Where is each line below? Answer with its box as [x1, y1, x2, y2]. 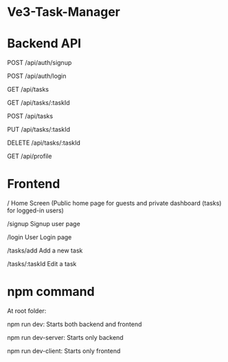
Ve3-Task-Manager [7, 4, 121, 20]
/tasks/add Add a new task [7, 246, 83, 255]
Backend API [7, 36, 82, 52]
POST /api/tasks [7, 112, 54, 121]
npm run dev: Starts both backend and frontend [7, 320, 142, 328]
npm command [7, 284, 95, 300]
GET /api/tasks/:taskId [7, 99, 70, 107]
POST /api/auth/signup [7, 59, 72, 67]
